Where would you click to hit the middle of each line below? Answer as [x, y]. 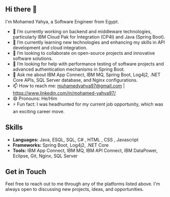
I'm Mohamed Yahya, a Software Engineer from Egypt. [62, 21]
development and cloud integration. [50, 47]
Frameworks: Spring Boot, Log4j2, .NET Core [61, 145]
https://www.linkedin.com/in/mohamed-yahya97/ [64, 93]
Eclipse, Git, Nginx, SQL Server [45, 156]
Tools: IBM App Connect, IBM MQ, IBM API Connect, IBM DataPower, [85, 150]
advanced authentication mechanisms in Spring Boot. [69, 69]
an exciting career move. [38, 111]
